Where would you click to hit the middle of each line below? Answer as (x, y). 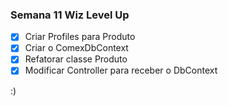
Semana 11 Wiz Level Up (70, 15)
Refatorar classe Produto (76, 59)
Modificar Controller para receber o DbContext (121, 70)
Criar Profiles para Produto (80, 37)
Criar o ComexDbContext (76, 48)
